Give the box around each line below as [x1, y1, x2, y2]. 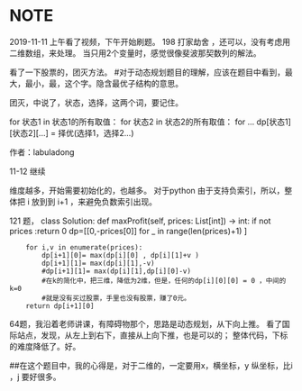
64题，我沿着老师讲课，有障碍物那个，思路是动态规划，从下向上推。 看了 [9, 318, 282, 329]
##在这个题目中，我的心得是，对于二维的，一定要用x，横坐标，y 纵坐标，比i [9, 359, 293, 370]
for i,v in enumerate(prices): [25, 242, 143, 252]
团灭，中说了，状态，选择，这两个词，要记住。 [9, 96, 183, 108]
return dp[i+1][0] [25, 301, 95, 311]
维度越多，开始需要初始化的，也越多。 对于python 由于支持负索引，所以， [9, 185, 285, 195]
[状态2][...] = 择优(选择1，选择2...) [9, 127, 134, 138]
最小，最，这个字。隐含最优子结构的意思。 [24, 77, 183, 88]
